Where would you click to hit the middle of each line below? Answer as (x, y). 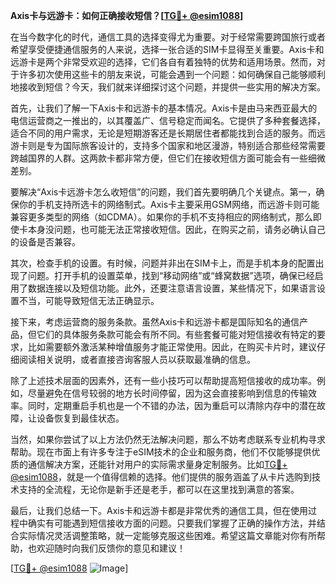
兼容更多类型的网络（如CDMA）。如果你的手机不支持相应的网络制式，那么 (161, 217)
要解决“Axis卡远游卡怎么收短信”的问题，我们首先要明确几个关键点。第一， (163, 192)
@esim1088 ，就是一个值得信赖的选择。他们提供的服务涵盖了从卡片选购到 (161, 477)
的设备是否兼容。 (45, 242)
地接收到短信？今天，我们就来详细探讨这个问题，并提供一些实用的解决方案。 (168, 87)
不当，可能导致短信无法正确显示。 (89, 300)
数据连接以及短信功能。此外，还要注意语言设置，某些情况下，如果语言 (172, 288)
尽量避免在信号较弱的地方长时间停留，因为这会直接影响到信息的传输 (167, 393)
